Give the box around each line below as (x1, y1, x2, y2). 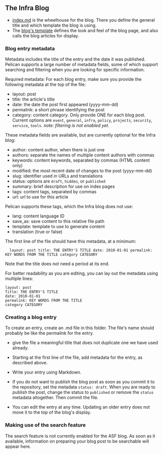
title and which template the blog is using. (12, 22, 97, 28)
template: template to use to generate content (12, 224, 105, 230)
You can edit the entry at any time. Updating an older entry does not (12, 404, 150, 410)
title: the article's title (12, 96, 55, 103)
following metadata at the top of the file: (5, 81, 86, 88)
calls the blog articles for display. (12, 33, 80, 38)
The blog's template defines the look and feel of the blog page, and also (12, 27, 159, 34)
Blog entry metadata (5, 45, 55, 52)
